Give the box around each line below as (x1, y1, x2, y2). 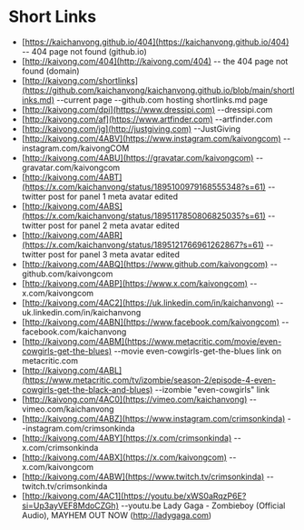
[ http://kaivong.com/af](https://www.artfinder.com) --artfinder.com (21, 114, 273, 125)
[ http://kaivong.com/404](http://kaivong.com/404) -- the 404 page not (21, 55, 289, 66)
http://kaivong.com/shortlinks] (25, 75, 138, 85)
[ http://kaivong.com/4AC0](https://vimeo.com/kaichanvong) (21, 394, 248, 405)
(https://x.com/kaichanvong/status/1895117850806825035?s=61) (21, 210, 267, 221)
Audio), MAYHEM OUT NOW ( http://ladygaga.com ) (21, 509, 212, 520)
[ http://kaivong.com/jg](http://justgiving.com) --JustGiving (21, 123, 241, 134)
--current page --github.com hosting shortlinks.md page (56, 94, 269, 105)
